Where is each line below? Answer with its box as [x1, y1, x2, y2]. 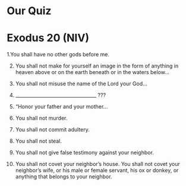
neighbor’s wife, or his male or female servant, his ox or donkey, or [15, 167, 179, 174]
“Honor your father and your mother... [15, 103, 108, 110]
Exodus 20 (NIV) [7, 31, 90, 45]
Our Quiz [7, 4, 52, 18]
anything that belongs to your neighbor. [15, 173, 112, 180]
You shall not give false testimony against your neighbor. [15, 149, 154, 156]
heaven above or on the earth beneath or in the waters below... [15, 69, 170, 76]
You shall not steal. [15, 137, 62, 145]
